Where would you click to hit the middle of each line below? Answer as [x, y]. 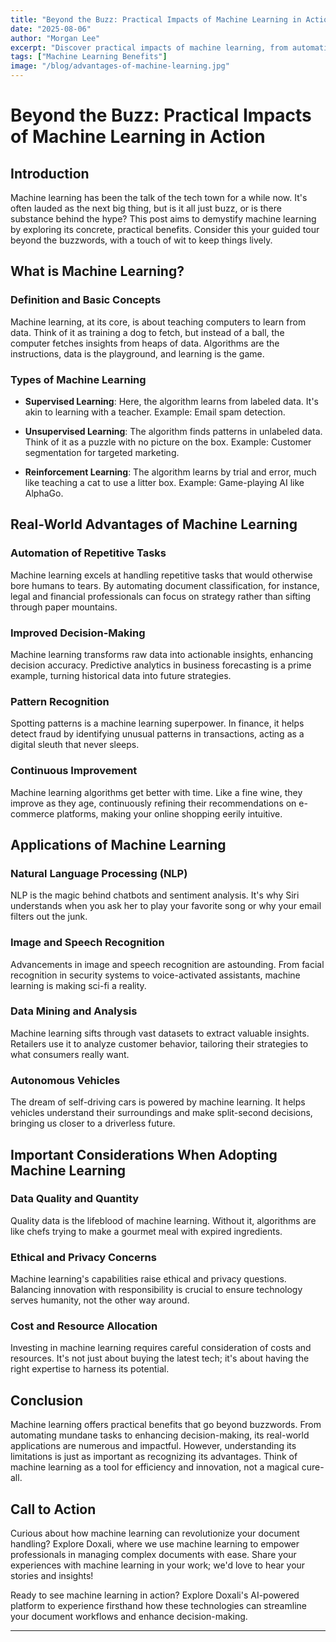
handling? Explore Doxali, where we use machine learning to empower [155, 1544]
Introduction [50, 173]
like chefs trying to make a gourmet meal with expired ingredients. [146, 1231]
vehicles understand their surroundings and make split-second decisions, [161, 1113]
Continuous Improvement [74, 771]
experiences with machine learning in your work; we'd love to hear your [158, 1565]
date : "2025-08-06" [51, 29]
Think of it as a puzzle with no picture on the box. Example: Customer [168, 442]
